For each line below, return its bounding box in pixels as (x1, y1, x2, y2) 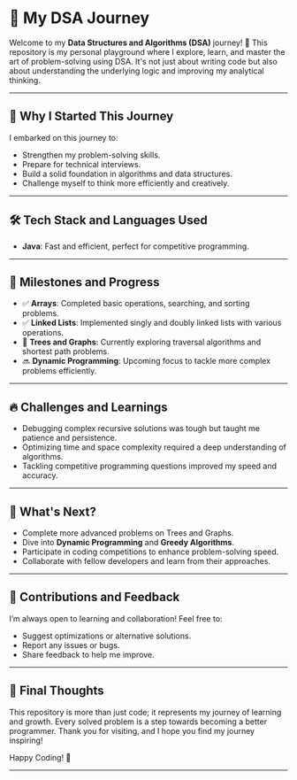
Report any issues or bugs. (21, 639, 120, 650)
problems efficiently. (21, 366, 97, 376)
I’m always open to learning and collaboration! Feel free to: (9, 613, 223, 623)
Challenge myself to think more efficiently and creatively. (21, 177, 230, 189)
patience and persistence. (21, 433, 118, 444)
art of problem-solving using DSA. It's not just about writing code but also (9, 56, 278, 66)
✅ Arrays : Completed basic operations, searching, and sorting (21, 298, 250, 309)
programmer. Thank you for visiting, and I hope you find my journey (9, 725, 255, 736)
